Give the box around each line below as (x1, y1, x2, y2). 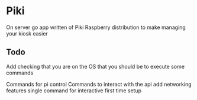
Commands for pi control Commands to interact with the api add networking (6, 80, 192, 88)
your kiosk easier (6, 30, 49, 37)
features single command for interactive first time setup (6, 87, 142, 94)
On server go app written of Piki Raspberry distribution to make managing (6, 24, 186, 31)
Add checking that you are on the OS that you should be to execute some (6, 63, 185, 70)
